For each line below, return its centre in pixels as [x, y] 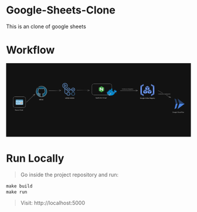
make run [17, 192]
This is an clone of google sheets [46, 26]
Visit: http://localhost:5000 [52, 203]
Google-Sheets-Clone [61, 10]
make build [19, 186]
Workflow [30, 50]
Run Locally [35, 158]
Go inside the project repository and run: [69, 175]
